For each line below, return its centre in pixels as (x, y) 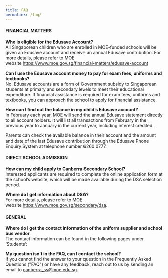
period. (13, 185)
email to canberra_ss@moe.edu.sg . (42, 270)
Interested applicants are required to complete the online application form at (84, 174)
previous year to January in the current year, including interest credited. (80, 125)
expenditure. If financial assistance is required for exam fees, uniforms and (83, 94)
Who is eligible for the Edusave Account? (49, 42)
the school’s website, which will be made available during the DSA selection (84, 179)
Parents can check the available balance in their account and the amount (81, 135)
